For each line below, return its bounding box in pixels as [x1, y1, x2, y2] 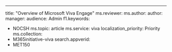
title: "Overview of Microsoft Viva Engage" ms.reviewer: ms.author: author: [5, 10, 163, 16]
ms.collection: [12, 31, 42, 37]
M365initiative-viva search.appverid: [12, 36, 91, 42]
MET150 [12, 42, 30, 47]
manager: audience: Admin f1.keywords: [5, 16, 90, 21]
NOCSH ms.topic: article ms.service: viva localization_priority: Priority [12, 25, 160, 31]
